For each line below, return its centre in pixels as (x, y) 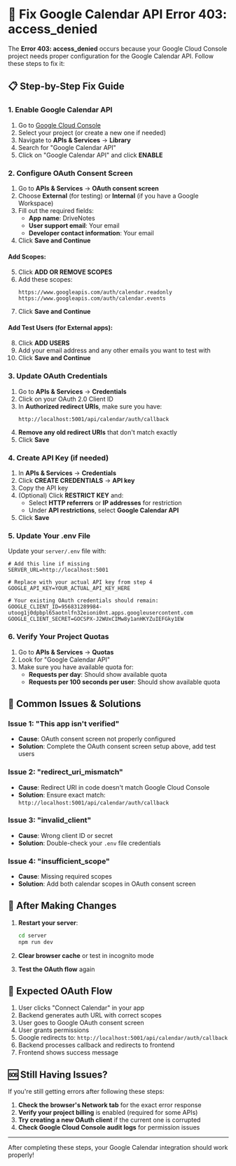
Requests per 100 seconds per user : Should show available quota (124, 682)
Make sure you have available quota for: (76, 667)
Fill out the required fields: (56, 210)
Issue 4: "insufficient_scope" (59, 861)
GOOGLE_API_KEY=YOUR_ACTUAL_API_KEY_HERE (69, 589)
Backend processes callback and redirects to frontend (96, 1045)
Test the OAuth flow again (56, 969)
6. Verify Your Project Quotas (58, 637)
